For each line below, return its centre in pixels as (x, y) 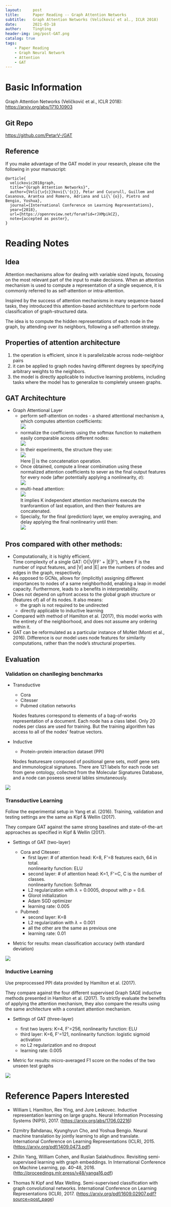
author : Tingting (28, 29)
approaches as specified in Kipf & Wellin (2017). (56, 832)
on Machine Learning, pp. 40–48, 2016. (54, 1168)
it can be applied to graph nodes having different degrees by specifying (88, 366)
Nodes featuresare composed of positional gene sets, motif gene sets (86, 761)
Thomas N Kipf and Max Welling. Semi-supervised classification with (85, 1183)
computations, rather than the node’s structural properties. (74, 643)
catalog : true (20, 39)
